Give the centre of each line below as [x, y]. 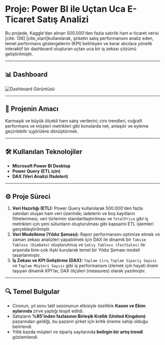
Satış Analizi [63, 19]
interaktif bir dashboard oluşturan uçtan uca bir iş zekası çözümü [71, 49]
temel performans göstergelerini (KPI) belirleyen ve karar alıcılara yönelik [79, 43]
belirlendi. [22, 327]
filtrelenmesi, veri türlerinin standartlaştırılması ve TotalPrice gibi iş [80, 219]
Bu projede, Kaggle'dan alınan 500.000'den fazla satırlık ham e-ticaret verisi [82, 33]
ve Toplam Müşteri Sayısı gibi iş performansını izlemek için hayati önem [85, 265]
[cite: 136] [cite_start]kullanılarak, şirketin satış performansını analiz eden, [79, 38]
